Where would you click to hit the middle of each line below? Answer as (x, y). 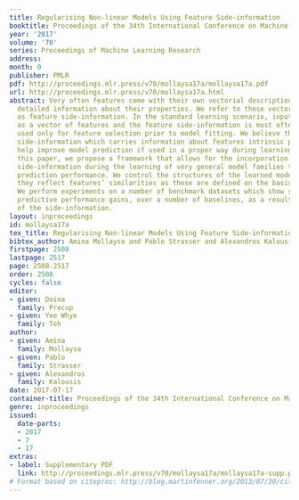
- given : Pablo (37, 357)
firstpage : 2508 (39, 250)
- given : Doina (37, 299)
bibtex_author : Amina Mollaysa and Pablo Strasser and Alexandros (135, 242)
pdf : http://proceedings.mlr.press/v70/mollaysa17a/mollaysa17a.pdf (139, 84)
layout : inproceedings (51, 216)
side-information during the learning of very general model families (151, 167)
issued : (24, 415)
